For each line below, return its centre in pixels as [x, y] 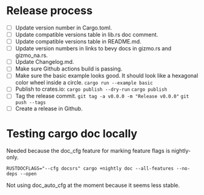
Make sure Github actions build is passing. [69, 69]
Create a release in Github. [49, 109]
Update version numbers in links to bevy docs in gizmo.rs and [93, 48]
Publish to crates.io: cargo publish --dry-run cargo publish [91, 89]
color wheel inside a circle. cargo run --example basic [84, 83]
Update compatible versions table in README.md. [78, 42]
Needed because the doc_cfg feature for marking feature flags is [88, 150]
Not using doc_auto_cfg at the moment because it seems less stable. [93, 185]
